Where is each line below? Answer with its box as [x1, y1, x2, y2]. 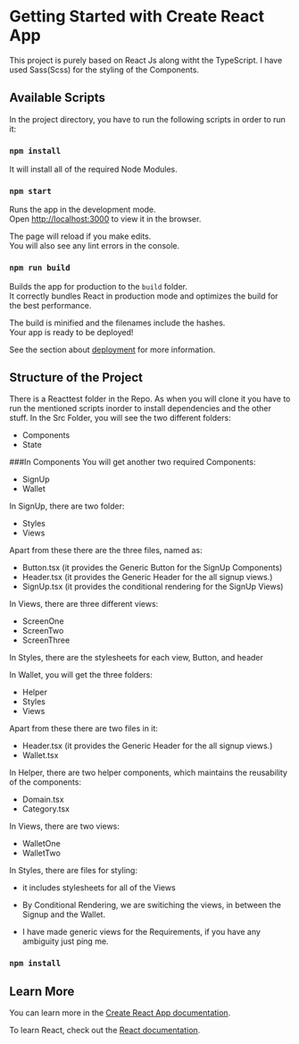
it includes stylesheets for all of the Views [21, 882, 176, 893]
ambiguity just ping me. [21, 936, 109, 947]
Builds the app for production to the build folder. [9, 281, 188, 291]
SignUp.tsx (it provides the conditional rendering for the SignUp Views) [21, 581, 284, 592]
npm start [9, 186, 52, 196]
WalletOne [21, 838, 61, 849]
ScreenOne [21, 616, 64, 627]
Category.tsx [21, 804, 70, 814]
